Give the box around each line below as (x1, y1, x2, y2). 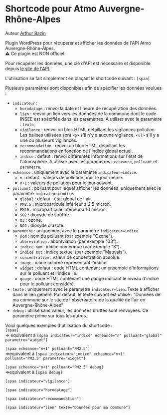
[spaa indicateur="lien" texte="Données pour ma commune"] (5, 405, 131, 410)
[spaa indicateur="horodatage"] (5, 387, 72, 392)
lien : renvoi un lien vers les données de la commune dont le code (19, 111, 157, 117)
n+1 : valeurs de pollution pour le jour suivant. (19, 180, 113, 186)
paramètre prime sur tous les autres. (12, 312, 87, 318)
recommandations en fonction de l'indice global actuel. (19, 148, 133, 154)
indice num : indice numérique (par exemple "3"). (19, 243, 121, 249)
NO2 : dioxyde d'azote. (19, 222, 65, 228)
